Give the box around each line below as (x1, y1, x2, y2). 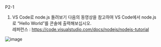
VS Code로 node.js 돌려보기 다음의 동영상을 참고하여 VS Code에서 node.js (12, 14, 157, 20)
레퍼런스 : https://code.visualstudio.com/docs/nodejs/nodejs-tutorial (12, 26, 149, 32)
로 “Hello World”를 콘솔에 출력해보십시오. (12, 21, 92, 26)
